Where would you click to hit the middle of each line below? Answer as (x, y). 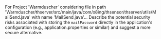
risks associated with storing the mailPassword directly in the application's (79, 22)
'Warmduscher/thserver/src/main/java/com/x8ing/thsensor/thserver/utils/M (81, 12)
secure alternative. (24, 32)
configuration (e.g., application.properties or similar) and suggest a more (78, 27)
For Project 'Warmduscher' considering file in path (55, 7)
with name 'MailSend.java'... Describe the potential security (91, 17)
